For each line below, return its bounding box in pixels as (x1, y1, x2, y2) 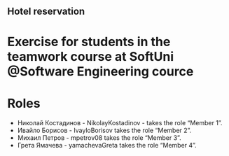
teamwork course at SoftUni (7, 48, 174, 64)
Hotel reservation (7, 6, 85, 17)
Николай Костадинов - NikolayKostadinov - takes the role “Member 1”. (17, 118, 223, 127)
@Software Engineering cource (7, 63, 194, 79)
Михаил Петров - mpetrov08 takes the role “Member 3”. (17, 133, 181, 142)
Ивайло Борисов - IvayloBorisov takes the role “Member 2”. (17, 126, 192, 134)
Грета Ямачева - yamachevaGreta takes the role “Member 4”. (17, 141, 197, 149)
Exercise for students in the (7, 34, 171, 50)
